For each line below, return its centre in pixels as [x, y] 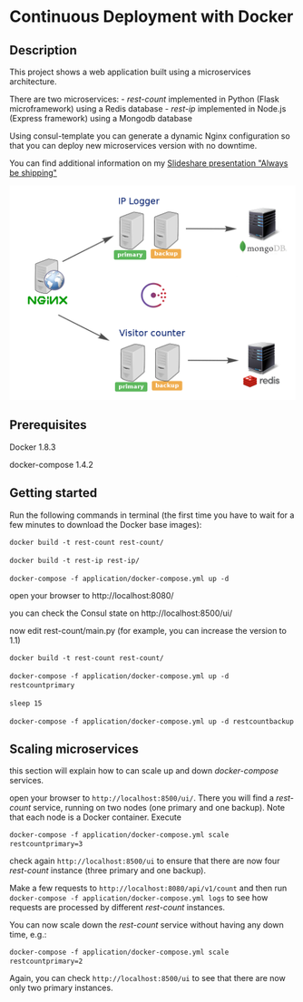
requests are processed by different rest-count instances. [117, 908]
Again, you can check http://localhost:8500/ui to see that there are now [147, 978]
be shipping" [33, 173]
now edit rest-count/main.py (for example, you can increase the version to [148, 630]
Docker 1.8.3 [33, 447]
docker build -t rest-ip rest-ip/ [75, 560]
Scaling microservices [74, 749]
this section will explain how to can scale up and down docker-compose [144, 771]
